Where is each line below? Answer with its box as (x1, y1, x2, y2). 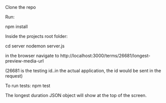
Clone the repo (5, 4, 36, 10)
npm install (5, 23, 28, 29)
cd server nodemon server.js (5, 43, 65, 49)
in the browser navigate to (5, 52, 59, 58)
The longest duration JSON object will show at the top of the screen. (5, 92, 147, 98)
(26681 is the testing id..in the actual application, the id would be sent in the (5, 67, 161, 73)
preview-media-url (5, 58, 44, 64)
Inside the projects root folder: (5, 33, 68, 39)
